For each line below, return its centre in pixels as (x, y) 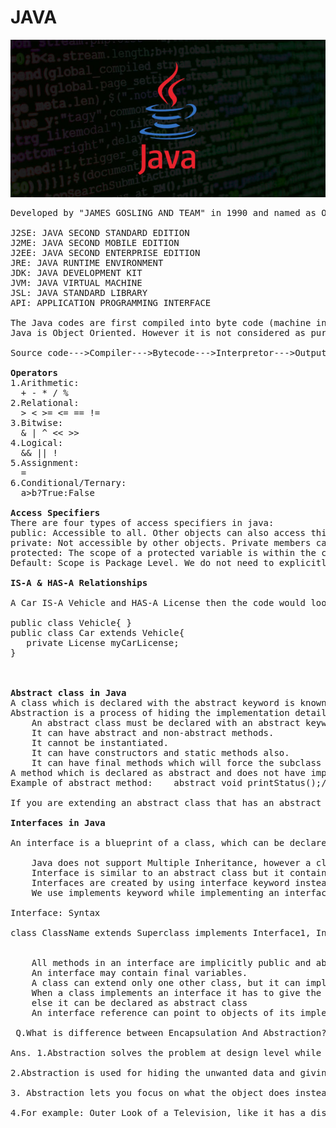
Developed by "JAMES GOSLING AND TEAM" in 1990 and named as (163, 213)
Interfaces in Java (58, 823)
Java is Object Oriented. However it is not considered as (158, 333)
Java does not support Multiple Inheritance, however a (171, 863)
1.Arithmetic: (45, 383)
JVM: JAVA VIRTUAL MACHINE (76, 283)
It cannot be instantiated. (100, 743)
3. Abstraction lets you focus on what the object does (150, 1093)
